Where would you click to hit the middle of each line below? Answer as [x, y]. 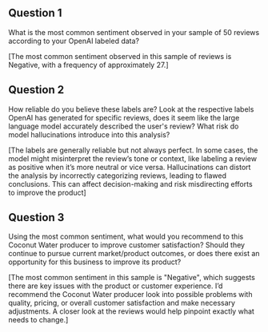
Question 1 [35, 13]
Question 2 [36, 90]
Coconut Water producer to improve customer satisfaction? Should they [127, 245]
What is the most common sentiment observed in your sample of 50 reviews [134, 32]
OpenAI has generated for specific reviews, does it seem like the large [124, 117]
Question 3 [36, 217]
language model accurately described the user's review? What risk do [124, 126]
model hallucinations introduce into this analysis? [89, 134]
